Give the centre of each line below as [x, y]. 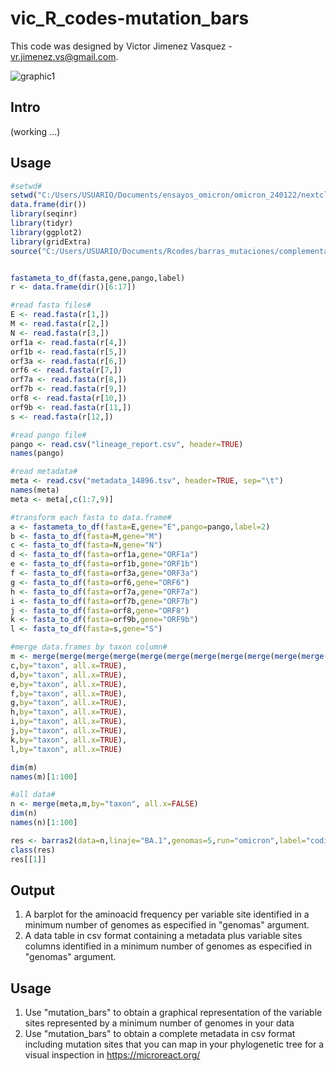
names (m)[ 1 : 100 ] [44, 777]
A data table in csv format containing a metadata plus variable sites [163, 936]
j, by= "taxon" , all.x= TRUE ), [69, 731]
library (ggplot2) [46, 232]
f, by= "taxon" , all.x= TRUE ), [69, 693]
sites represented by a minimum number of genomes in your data [159, 1023]
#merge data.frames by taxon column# [89, 647]
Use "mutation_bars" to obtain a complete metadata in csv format [160, 1034]
